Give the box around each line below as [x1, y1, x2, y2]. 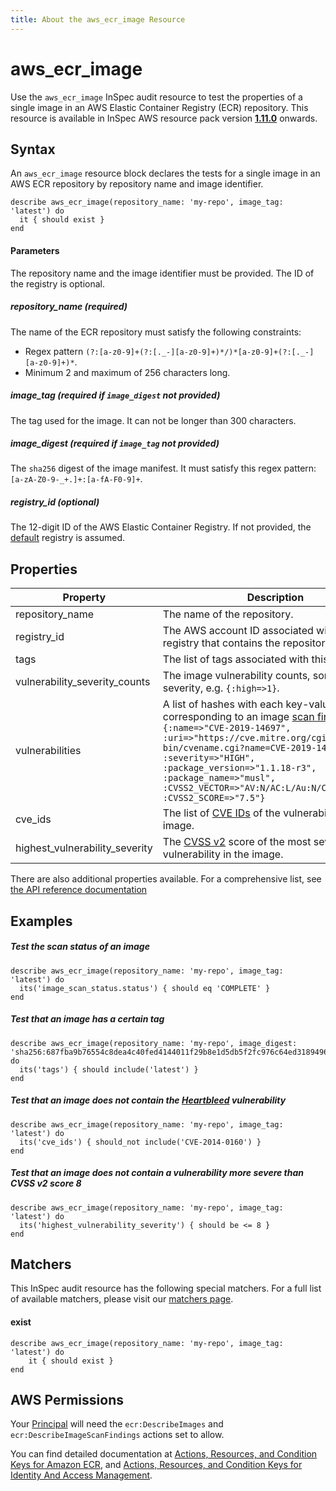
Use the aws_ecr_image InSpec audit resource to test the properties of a [10, 91, 303, 103]
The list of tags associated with [162, 652, 310, 666]
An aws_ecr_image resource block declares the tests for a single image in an [10, 167, 321, 180]
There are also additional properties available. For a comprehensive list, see [10, 873, 322, 885]
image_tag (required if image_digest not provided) [10, 389, 221, 401]
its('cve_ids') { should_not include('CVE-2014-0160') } [19, 1137, 262, 1147]
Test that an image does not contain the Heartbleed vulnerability [10, 1094, 287, 1106]
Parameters [10, 244, 60, 256]
